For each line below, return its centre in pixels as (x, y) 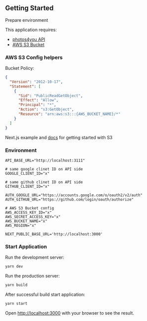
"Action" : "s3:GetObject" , (46, 109)
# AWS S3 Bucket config (30, 208)
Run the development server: (35, 258)
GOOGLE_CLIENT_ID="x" (27, 173)
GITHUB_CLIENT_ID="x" (27, 186)
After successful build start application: (45, 294)
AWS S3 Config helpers (34, 57)
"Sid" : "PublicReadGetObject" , (50, 96)
